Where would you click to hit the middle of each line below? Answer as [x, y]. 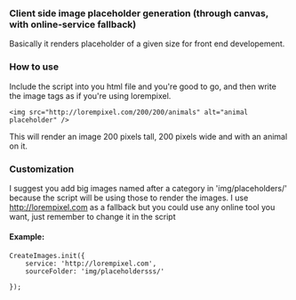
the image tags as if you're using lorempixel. [90, 95]
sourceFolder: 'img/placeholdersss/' [95, 272]
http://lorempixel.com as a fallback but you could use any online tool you [142, 207]
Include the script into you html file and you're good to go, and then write [143, 86]
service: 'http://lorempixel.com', [91, 264]
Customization [42, 169]
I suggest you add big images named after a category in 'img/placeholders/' [148, 188]
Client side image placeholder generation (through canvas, [139, 13]
